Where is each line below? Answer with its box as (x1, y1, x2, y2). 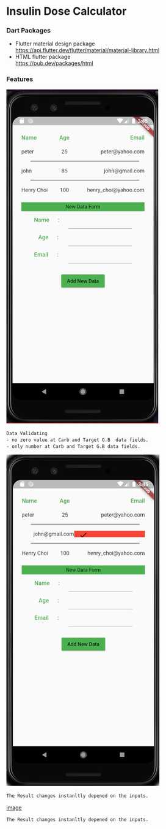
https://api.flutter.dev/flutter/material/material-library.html (15, 47, 160, 54)
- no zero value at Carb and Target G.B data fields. (6, 437, 149, 443)
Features (6, 75, 34, 83)
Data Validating (6, 430, 48, 436)
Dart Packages (6, 26, 51, 35)
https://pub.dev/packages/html (15, 60, 93, 67)
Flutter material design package (15, 40, 96, 47)
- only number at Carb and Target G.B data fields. (6, 443, 140, 449)
